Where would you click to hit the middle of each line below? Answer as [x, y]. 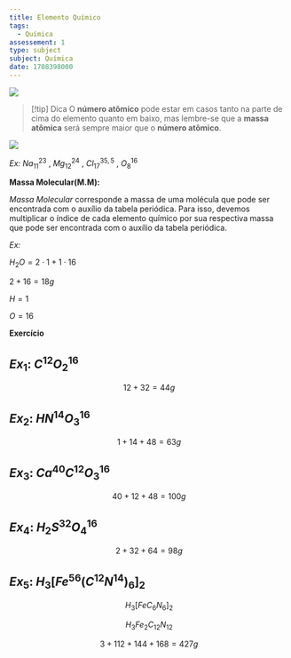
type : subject [35, 51]
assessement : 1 [37, 42]
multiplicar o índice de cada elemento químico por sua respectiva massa [142, 218]
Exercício [27, 333]
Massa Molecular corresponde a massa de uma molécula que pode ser [140, 200]
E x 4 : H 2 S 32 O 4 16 [53, 527]
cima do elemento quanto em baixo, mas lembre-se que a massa [149, 118]
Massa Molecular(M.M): [55, 182]
